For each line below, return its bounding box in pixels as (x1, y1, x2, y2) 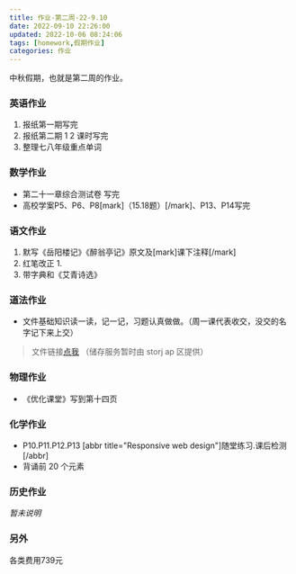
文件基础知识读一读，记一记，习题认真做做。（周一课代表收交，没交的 (22, 316, 279, 327)
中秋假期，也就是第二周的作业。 (9, 73, 128, 84)
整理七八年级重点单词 (22, 141, 102, 153)
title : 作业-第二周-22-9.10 (9, 13, 108, 22)
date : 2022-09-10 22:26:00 (9, 22, 111, 31)
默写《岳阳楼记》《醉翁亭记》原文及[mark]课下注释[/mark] (22, 247, 237, 257)
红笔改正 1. (22, 258, 63, 269)
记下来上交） (30, 327, 78, 338)
